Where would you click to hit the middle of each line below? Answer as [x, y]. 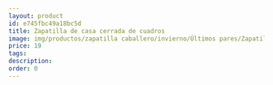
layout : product [36, 16]
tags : [17, 53]
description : [30, 62]
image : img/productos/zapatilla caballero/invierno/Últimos [113, 38]
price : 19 [25, 46]
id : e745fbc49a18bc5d [45, 23]
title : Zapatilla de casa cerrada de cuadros [87, 31]
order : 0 [23, 69]
